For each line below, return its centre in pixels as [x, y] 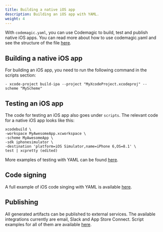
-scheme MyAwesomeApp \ [29, 138]
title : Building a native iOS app [40, 10]
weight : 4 [15, 19]
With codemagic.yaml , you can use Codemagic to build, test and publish [76, 33]
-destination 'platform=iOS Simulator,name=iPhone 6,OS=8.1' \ [71, 147]
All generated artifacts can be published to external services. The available [80, 214]
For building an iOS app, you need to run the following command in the [76, 70]
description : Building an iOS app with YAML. [52, 14]
